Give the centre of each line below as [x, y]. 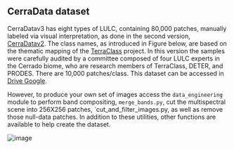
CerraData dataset [48, 12]
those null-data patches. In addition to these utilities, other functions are [112, 117]
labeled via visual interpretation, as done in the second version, [99, 36]
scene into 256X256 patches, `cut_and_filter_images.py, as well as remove [115, 109]
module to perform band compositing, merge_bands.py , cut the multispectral [117, 102]
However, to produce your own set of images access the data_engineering [115, 94]
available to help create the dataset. [59, 124]
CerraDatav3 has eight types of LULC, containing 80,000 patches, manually [117, 28]
